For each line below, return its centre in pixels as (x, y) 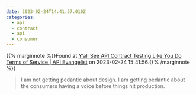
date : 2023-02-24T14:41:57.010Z (46, 12)
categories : (21, 17)
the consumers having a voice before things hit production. (93, 86)
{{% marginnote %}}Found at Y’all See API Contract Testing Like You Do (94, 56)
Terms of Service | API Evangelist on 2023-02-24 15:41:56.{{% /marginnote (98, 62)
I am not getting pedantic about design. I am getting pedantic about (103, 80)
